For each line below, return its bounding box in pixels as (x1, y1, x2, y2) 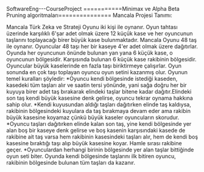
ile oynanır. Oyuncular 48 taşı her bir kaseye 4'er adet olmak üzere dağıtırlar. (6, 43, 198, 50)
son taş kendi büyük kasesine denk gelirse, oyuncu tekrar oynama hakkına (6, 94, 193, 101)
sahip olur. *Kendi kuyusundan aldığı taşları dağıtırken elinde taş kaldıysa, (6, 101, 192, 108)
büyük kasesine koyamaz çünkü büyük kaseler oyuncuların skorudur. (6, 114, 180, 121)
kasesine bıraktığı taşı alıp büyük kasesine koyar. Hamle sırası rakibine (6, 140, 182, 146)
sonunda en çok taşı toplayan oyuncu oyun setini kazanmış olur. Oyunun (6, 69, 188, 75)
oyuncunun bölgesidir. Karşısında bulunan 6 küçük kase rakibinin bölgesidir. (6, 56, 197, 63)
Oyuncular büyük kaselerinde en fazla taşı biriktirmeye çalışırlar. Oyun (6, 62, 181, 69)
